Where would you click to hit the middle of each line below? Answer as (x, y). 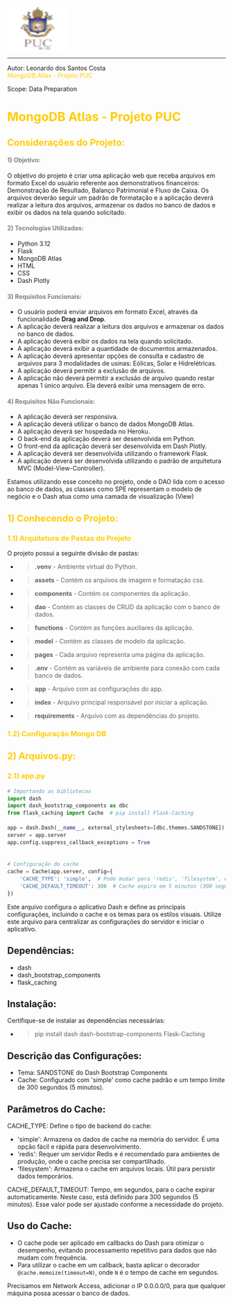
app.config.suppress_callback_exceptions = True (79, 842)
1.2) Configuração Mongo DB (57, 733)
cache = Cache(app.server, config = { (60, 872)
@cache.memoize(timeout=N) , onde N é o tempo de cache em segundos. (118, 1272)
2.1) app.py (26, 776)
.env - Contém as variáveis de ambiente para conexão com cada (127, 668)
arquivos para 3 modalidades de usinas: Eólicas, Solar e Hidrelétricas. (117, 363)
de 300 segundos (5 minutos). (60, 1088)
